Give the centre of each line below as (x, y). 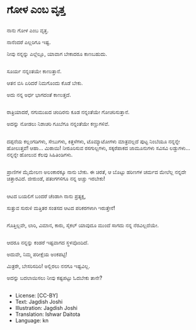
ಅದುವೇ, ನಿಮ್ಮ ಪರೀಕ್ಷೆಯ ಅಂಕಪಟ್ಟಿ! (37, 254)
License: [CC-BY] (36, 295)
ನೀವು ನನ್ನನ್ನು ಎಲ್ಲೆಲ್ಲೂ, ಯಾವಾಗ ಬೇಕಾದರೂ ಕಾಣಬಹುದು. (57, 54)
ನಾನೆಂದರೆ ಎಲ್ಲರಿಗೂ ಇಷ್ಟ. (29, 42)
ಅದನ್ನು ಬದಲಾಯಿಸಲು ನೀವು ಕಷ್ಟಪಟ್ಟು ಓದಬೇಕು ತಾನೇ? (54, 278)
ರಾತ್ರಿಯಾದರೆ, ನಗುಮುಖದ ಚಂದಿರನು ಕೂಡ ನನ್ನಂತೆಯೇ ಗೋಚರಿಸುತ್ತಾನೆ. (68, 112)
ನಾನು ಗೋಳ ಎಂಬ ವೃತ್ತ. (28, 30)
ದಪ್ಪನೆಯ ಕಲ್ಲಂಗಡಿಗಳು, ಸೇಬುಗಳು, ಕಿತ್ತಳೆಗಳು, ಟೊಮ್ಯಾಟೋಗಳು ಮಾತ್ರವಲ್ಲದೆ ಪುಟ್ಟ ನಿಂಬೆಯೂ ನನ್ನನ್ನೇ (93, 141)
